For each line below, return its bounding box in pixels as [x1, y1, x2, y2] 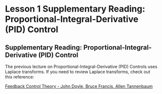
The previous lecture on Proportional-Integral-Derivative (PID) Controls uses [5, 64, 158, 69]
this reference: [5, 74, 34, 79]
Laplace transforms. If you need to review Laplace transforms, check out [5, 69, 150, 75]
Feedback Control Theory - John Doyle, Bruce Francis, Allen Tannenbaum [5, 83, 153, 89]
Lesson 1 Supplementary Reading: [5, 3, 146, 15]
